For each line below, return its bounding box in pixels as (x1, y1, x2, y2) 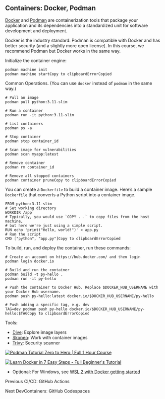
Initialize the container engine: (5, 57, 67, 64)
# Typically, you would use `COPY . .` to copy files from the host (5, 214, 150, 219)
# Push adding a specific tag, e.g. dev (5, 302, 90, 307)
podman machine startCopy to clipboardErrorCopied (5, 72, 112, 77)
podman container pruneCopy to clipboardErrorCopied (5, 177, 116, 183)
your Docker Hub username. (5, 289, 61, 294)
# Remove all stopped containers (5, 173, 74, 178)
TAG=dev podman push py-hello (5, 307, 68, 312)
